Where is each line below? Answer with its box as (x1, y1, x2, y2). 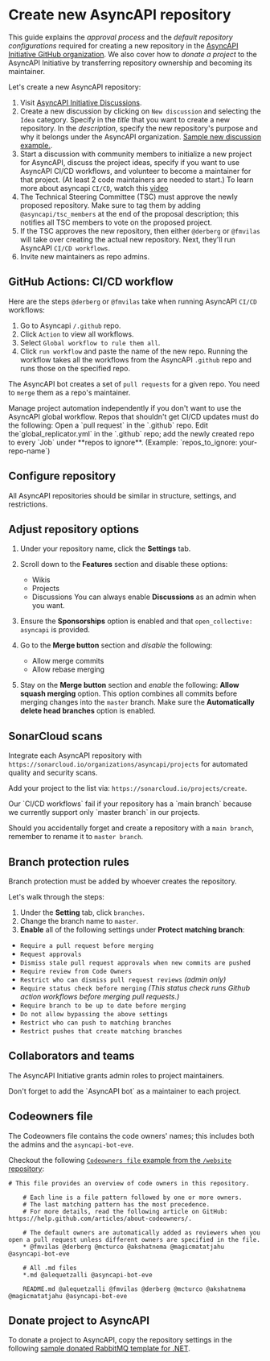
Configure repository (8, 470, 117, 483)
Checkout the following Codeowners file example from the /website (8, 1155, 231, 1165)
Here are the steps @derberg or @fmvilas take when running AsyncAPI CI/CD (8, 296, 257, 306)
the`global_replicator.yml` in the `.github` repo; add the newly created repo (8, 428, 255, 438)
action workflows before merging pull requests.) (19, 992, 180, 1001)
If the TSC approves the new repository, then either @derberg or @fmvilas (19, 225, 261, 235)
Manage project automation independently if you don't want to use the (8, 403, 242, 412)
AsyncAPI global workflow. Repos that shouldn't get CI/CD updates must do (8, 412, 260, 421)
